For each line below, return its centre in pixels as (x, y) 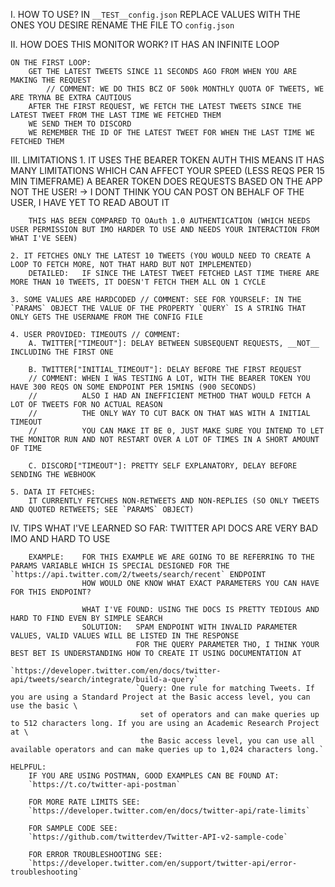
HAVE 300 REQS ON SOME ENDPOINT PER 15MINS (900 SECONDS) (133, 387)
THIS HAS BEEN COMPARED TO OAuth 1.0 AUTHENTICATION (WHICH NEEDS (169, 221)
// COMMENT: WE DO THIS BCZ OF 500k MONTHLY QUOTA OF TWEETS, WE (185, 89)
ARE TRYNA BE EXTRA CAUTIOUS (71, 98)
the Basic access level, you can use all (227, 741)
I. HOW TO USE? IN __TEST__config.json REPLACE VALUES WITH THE (155, 14)
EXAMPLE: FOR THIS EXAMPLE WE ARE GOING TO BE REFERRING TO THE (171, 557)
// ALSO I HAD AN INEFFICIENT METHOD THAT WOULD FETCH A (169, 396)
